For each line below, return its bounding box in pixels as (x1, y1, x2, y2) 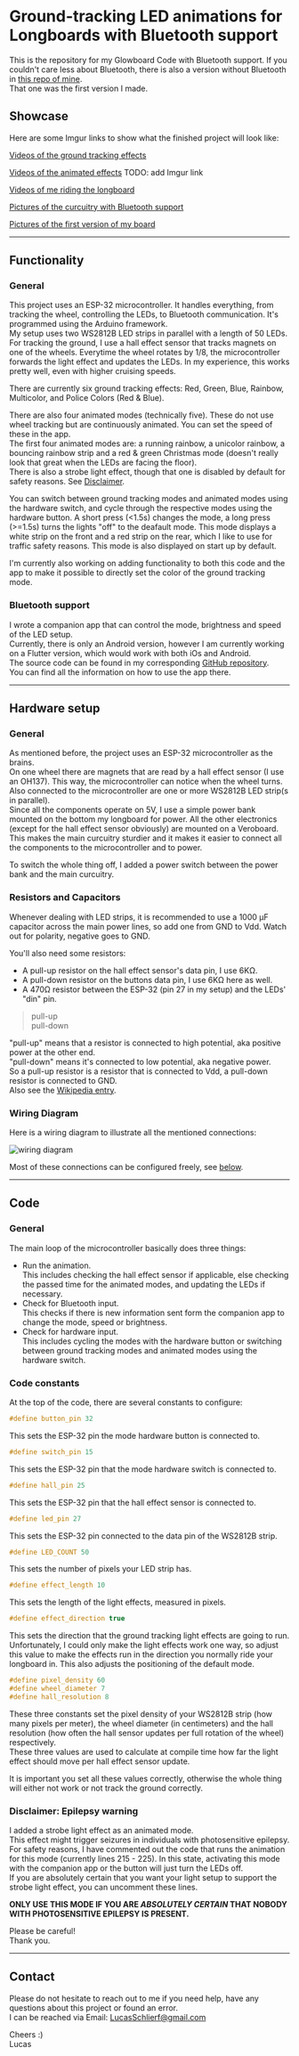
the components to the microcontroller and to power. (9, 842, 203, 853)
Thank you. (9, 1935, 51, 1946)
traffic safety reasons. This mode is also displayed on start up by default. (9, 540, 278, 551)
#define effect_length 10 (9, 1581, 105, 1590)
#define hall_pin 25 (9, 1481, 86, 1490)
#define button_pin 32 (9, 1414, 93, 1423)
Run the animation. (21, 1260, 92, 1271)
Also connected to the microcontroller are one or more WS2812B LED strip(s (9, 785, 289, 796)
